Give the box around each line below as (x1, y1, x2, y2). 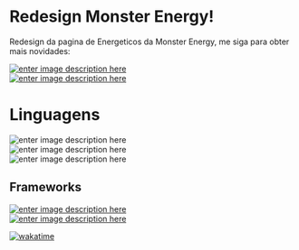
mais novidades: (9, 45, 71, 56)
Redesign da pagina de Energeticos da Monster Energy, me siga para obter (9, 36, 290, 47)
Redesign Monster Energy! (9, 6, 215, 27)
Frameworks (9, 180, 82, 195)
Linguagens (9, 105, 101, 125)
